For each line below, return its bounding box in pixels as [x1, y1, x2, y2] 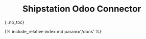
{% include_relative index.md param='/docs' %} [4, 28, 101, 34]
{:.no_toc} [4, 19, 24, 25]
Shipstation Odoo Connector [22, 3, 142, 14]
